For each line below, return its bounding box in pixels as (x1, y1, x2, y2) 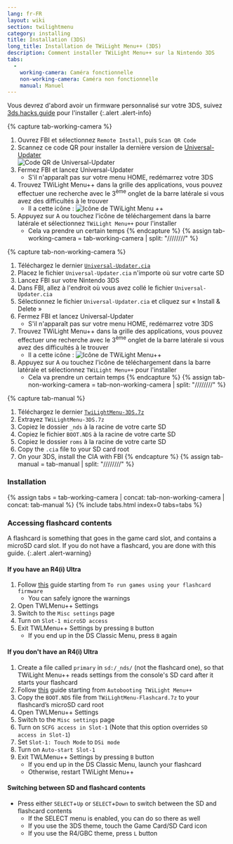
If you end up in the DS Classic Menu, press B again (27, 631, 178, 640)
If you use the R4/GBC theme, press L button (27, 829, 158, 837)
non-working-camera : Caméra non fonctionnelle (20, 75, 159, 83)
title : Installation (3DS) (7, 36, 86, 43)
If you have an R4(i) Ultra (7, 565, 81, 573)
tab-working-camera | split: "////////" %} (83, 234, 199, 242)
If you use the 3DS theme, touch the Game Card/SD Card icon (27, 822, 207, 830)
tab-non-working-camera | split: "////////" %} (97, 380, 226, 389)
